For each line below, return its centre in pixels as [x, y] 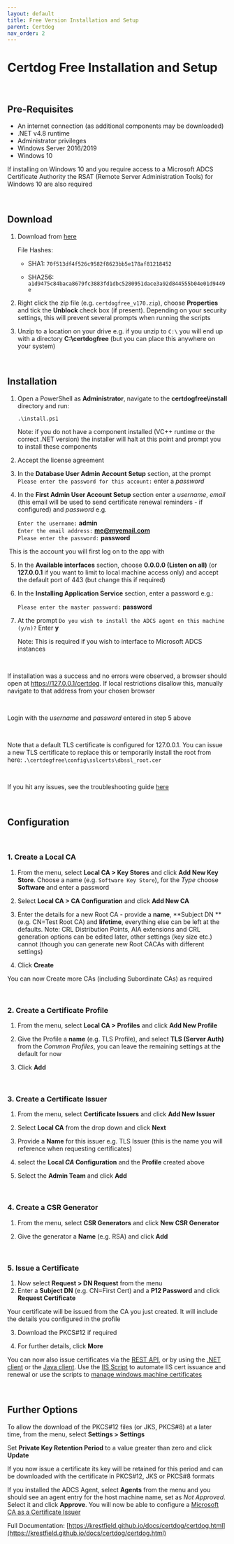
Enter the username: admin [57, 523]
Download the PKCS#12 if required [67, 1332]
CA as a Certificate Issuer [44, 1512]
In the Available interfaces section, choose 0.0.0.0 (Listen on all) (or [117, 565]
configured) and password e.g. [62, 509]
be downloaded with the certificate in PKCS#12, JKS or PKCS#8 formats [111, 1476]
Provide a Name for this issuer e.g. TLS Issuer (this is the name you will [120, 1141]
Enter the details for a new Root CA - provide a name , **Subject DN [116, 914]
